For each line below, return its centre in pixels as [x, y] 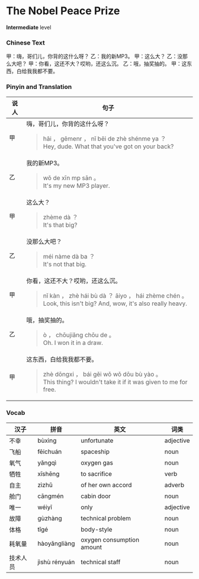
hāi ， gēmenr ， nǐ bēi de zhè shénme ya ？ [105, 139]
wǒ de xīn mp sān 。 [71, 178]
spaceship [95, 452]
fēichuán [50, 452]
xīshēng [49, 474]
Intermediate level [29, 27]
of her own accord [106, 485]
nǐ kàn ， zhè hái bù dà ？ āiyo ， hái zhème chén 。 [115, 296]
